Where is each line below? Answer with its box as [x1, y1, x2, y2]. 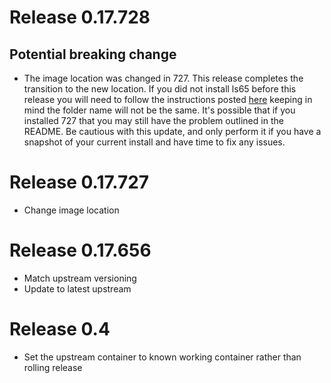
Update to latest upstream [23, 282, 132, 295]
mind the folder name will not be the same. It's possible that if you [23, 104, 296, 116]
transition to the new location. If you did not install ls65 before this [23, 83, 297, 95]
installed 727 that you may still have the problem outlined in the [23, 115, 284, 126]
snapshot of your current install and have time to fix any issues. [23, 136, 286, 148]
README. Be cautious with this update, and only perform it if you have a [23, 126, 322, 137]
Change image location [23, 204, 120, 216]
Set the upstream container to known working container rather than [23, 351, 302, 363]
